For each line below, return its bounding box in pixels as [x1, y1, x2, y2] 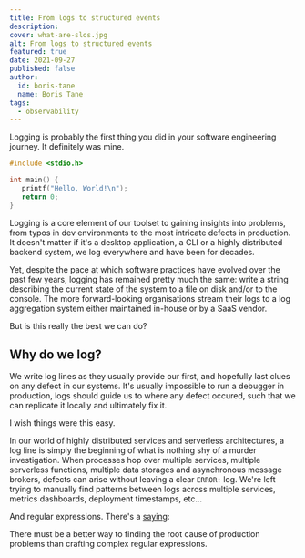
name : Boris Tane [17, 89, 84, 98]
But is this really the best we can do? [9, 320, 147, 331]
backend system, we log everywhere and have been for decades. [9, 246, 255, 257]
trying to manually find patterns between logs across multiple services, [9, 484, 276, 495]
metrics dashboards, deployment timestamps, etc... [9, 493, 203, 504]
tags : [9, 98, 30, 108]
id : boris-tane [17, 81, 76, 90]
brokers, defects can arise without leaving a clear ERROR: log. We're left [9, 474, 276, 485]
